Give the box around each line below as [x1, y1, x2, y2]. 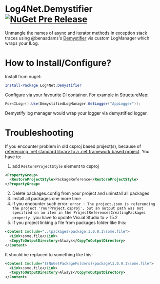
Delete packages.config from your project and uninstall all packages [12, 190, 150, 196]
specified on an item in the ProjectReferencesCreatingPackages [12, 210, 146, 215]
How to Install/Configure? [5, 58, 112, 69]
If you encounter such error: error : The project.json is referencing [12, 201, 155, 207]
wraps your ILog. [5, 40, 39, 46]
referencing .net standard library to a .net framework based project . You [5, 148, 150, 154]
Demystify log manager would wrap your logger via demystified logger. [5, 110, 148, 116]
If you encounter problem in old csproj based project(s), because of [5, 143, 141, 149]
